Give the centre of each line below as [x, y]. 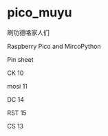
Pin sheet [21, 59]
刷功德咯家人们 [28, 32]
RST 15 [17, 113]
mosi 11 [17, 86]
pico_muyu [40, 13]
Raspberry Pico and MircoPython [54, 46]
